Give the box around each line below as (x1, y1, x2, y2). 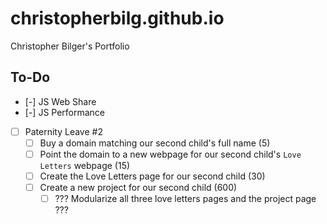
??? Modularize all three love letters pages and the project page (54, 193, 317, 205)
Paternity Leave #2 (24, 125, 103, 137)
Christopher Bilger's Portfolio (10, 40, 130, 52)
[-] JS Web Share (24, 95, 97, 107)
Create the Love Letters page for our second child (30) (39, 170, 266, 182)
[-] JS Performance (24, 106, 106, 118)
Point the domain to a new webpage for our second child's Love (39, 148, 302, 160)
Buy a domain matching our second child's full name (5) (39, 137, 271, 149)
